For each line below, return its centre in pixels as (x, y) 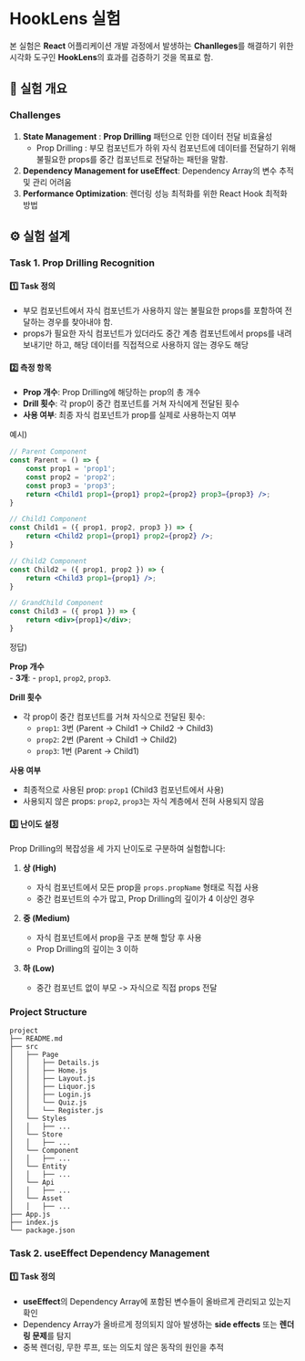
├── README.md (36, 1039)
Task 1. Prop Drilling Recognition (82, 263)
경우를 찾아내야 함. (80, 322)
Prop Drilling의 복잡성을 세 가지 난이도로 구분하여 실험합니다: (117, 849)
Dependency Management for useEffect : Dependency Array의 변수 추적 (158, 171)
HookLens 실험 (65, 19)
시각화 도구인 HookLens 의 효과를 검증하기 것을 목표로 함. (112, 57)
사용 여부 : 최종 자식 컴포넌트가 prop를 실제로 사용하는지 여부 (129, 415)
